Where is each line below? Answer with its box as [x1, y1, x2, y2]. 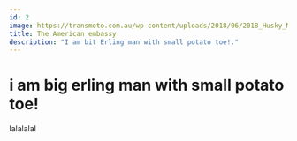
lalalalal [9, 123, 37, 134]
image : [9, 21, 34, 30]
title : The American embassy [9, 29, 117, 38]
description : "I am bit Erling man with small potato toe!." [9, 37, 240, 47]
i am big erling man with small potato [9, 76, 285, 95]
